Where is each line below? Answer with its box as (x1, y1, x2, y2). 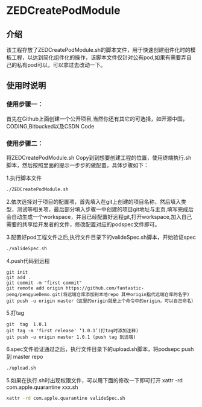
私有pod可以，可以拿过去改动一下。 (16, 62, 106, 68)
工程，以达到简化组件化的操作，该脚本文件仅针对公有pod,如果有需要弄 (11, 54, 187, 61)
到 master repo (6, 353, 43, 360)
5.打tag (6, 309, 25, 317)
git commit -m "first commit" (6, 280, 83, 286)
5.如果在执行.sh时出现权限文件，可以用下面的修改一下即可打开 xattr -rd (6, 376, 183, 383)
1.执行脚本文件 (6, 174, 42, 181)
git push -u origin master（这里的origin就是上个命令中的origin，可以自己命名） (6, 298, 196, 304)
